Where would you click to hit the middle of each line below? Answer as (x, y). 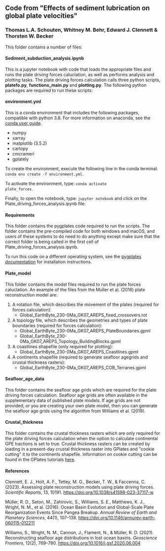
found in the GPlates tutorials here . (40, 459)
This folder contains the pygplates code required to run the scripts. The (78, 226)
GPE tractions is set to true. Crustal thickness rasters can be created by (78, 444)
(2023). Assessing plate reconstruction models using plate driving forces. (80, 487)
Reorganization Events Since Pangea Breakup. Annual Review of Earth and (81, 512)
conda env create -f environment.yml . (44, 174)
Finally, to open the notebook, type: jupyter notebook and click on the (76, 199)
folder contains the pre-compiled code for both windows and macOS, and (80, 231)
